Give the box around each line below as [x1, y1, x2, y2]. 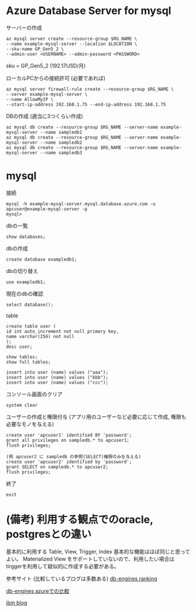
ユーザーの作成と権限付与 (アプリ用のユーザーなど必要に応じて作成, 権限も [6, 413, 187, 420]
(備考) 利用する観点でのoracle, [6, 513, 153, 527]
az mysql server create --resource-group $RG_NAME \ [6, 36, 137, 42]
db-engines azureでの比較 [6, 587, 70, 594]
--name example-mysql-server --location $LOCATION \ [6, 41, 137, 47]
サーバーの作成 [6, 24, 42, 31]
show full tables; [6, 359, 51, 365]
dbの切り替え [6, 267, 39, 274]
